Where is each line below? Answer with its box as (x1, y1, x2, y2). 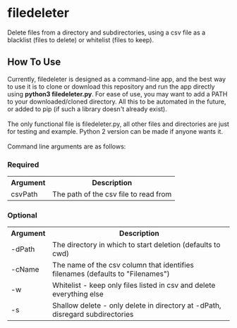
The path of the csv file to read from (52, 189, 172, 199)
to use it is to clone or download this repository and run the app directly (7, 82, 215, 91)
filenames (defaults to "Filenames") (52, 269, 170, 279)
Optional (7, 210, 37, 220)
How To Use (7, 56, 61, 68)
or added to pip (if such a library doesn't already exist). (7, 104, 167, 113)
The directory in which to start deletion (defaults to (52, 240, 221, 250)
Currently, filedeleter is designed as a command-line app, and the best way (7, 75, 226, 83)
